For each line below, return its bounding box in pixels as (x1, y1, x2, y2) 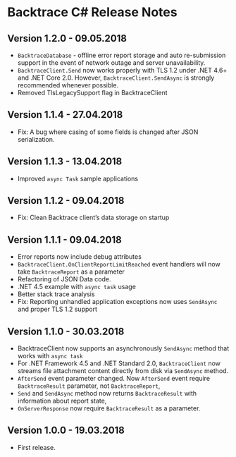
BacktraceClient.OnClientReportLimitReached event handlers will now (17, 260, 221, 269)
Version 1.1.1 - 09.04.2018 (7, 233, 122, 245)
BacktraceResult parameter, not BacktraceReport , (17, 382, 161, 390)
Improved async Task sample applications (17, 174, 139, 183)
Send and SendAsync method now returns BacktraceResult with (17, 389, 197, 398)
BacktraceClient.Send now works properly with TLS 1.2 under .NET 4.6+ (17, 66, 228, 74)
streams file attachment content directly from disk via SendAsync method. (17, 367, 229, 375)
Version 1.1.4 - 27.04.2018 (7, 109, 123, 121)
